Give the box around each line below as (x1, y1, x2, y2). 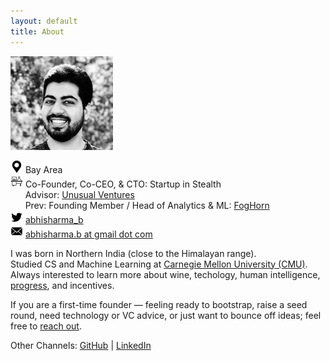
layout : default (10, 16, 78, 26)
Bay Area (24, 163, 63, 175)
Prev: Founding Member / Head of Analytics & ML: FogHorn (24, 199, 270, 211)
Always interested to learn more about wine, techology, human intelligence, (10, 268, 321, 280)
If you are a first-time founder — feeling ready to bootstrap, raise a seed (10, 298, 308, 310)
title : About (10, 26, 65, 37)
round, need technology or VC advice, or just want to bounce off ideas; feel (10, 309, 322, 321)
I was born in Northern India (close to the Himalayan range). (10, 247, 257, 259)
